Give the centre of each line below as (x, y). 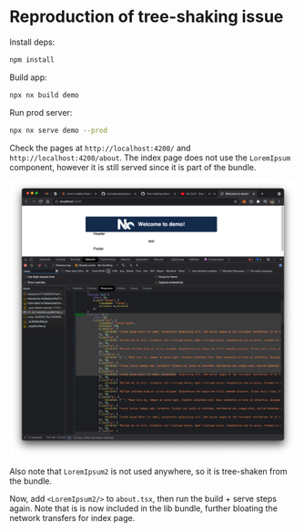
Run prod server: (41, 112)
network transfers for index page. (72, 518)
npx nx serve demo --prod (58, 130)
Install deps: (32, 42)
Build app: (28, 77)
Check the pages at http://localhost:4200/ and (100, 148)
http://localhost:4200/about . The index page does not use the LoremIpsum (150, 158)
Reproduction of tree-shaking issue (147, 17)
